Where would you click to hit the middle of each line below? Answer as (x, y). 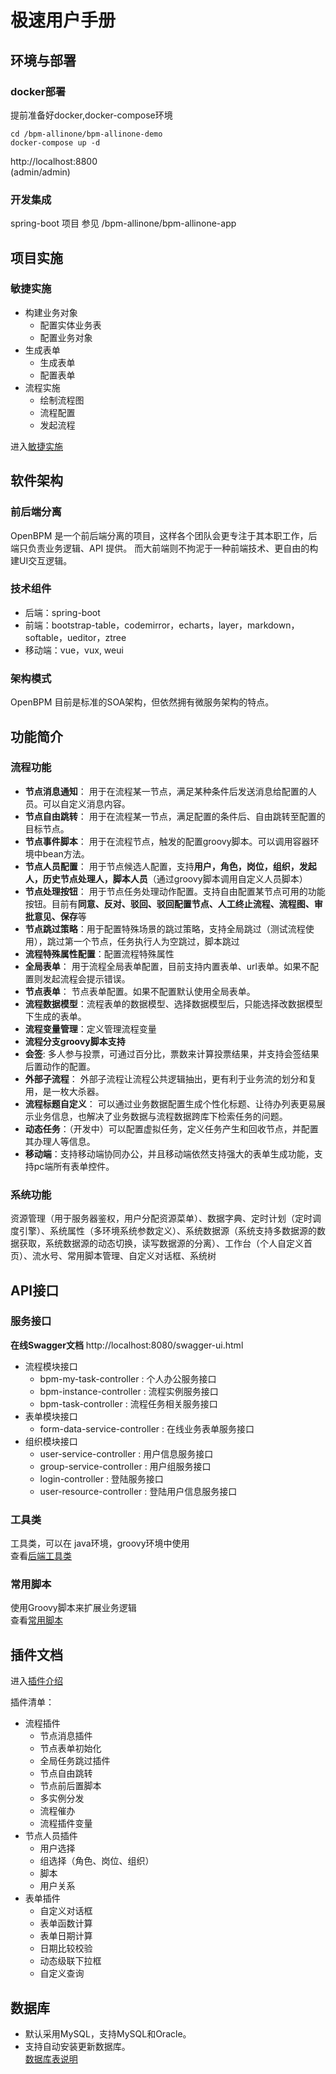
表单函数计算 (66, 1923)
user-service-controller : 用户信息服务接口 (126, 1453)
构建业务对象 (51, 312)
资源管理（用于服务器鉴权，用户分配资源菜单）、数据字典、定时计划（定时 (161, 1218)
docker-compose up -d (55, 142)
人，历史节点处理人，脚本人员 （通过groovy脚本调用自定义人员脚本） (166, 878)
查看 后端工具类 (41, 1556)
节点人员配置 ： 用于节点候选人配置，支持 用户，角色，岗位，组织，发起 (170, 866)
